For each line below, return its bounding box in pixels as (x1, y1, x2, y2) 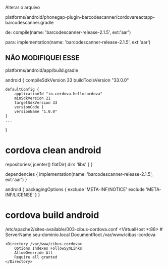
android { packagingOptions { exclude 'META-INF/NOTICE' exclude (5, 186, 145, 192)
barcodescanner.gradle (5, 20, 54, 25)
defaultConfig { (5, 87, 39, 92)
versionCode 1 (14, 104, 44, 109)
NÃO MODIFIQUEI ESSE (5, 54, 80, 62)
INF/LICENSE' (5, 191, 34, 198)
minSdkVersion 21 (14, 96, 51, 101)
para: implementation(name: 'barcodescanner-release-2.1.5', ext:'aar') (5, 39, 151, 45)
